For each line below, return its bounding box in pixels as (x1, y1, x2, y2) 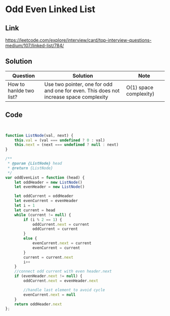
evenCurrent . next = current (32, 241, 92, 246)
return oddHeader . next (14, 301, 62, 307)
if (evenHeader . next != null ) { (14, 273, 82, 279)
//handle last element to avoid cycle (23, 287, 105, 292)
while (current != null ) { (14, 212, 71, 217)
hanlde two (8, 87, 34, 94)
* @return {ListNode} (7, 166, 53, 171)
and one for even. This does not (44, 87, 120, 94)
